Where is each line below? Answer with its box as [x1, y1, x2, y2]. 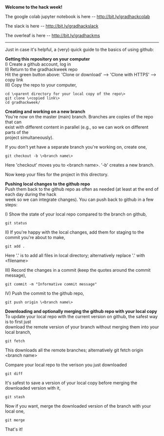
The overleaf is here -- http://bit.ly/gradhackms [5, 33, 100, 38]
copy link [5, 77, 23, 83]
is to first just [5, 319, 31, 325]
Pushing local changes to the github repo [5, 181, 90, 187]
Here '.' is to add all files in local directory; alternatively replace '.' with [5, 253, 145, 258]
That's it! [5, 426, 23, 432]
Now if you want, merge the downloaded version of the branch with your [5, 403, 151, 409]
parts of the [5, 130, 29, 135]
